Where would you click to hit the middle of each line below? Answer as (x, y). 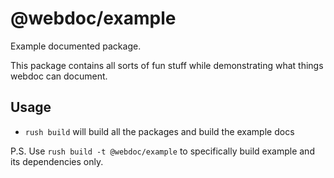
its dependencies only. (57, 161)
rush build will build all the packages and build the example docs (159, 131)
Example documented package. (76, 46)
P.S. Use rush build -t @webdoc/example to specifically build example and (162, 151)
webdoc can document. (59, 76)
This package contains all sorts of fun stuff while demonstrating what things (167, 65)
